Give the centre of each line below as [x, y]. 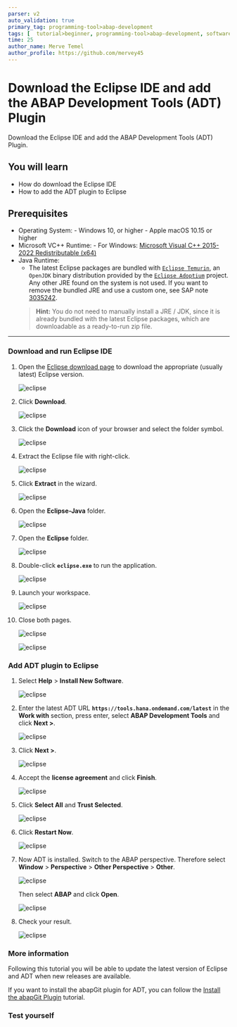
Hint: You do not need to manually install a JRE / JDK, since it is [128, 311]
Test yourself [31, 1016]
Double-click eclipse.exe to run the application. [88, 565]
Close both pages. [45, 620]
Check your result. [45, 922]
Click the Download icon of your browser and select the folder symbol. [121, 429]
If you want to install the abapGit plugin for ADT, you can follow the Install [114, 990]
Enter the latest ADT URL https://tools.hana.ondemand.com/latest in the [124, 708]
